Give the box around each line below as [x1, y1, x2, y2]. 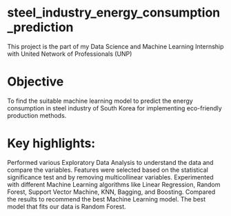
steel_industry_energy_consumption [7, 5, 221, 21]
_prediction [7, 19, 74, 35]
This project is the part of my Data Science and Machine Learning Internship [7, 42, 224, 50]
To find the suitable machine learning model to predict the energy [7, 97, 193, 105]
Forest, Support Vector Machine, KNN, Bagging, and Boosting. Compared [7, 188, 216, 196]
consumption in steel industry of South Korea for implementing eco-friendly [7, 104, 222, 112]
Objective [7, 74, 64, 90]
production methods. [7, 111, 67, 119]
